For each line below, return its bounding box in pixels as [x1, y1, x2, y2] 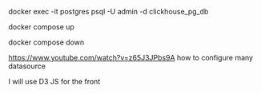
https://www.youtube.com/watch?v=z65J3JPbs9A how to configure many [8, 53, 254, 62]
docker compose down [8, 37, 85, 47]
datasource [8, 61, 46, 71]
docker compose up [8, 22, 74, 31]
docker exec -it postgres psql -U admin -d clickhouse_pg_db [8, 7, 209, 16]
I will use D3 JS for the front [8, 77, 101, 86]
